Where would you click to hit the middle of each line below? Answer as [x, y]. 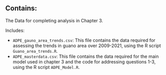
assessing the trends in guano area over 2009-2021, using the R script [87, 46]
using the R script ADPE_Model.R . [46, 67]
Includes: [15, 30]
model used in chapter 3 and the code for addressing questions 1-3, [84, 62]
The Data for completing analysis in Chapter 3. [54, 20]
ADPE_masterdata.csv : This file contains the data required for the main [86, 56]
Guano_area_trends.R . [35, 51]
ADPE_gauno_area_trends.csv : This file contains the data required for [84, 40]
